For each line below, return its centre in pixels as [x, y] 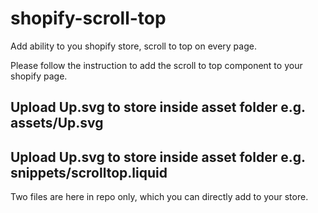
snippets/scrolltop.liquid [89, 172]
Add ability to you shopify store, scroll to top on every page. [133, 46]
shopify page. [39, 76]
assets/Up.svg [57, 123]
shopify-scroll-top [88, 18]
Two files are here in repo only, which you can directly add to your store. [159, 197]
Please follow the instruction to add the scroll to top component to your [156, 65]
